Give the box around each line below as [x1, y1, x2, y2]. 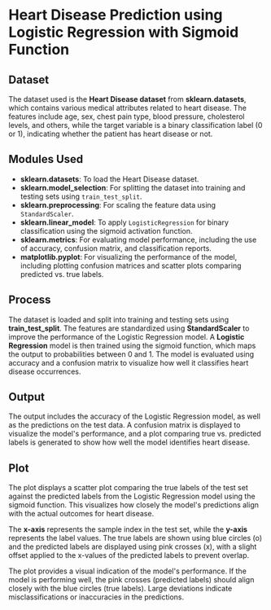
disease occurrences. [8, 366, 81, 376]
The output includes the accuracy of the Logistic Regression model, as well [8, 411, 260, 421]
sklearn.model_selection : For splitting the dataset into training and [20, 182, 246, 192]
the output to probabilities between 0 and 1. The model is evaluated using [8, 349, 255, 359]
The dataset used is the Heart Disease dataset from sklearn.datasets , [8, 94, 247, 103]
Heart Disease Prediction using [8, 6, 223, 24]
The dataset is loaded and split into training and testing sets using [8, 314, 229, 324]
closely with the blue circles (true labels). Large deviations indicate [8, 584, 233, 594]
